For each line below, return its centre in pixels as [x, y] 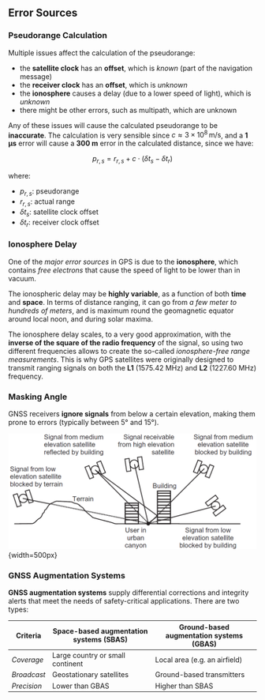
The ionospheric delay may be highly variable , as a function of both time [127, 294]
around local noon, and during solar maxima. [81, 318]
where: [20, 176]
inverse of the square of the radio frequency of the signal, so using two [126, 342]
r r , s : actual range [47, 202]
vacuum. [22, 278]
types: [19, 610]
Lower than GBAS [81, 686]
